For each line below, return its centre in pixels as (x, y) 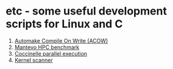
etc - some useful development (86, 11)
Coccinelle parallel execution (51, 53)
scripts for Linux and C (64, 24)
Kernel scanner (34, 60)
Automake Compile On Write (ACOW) (61, 41)
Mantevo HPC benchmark (47, 47)
